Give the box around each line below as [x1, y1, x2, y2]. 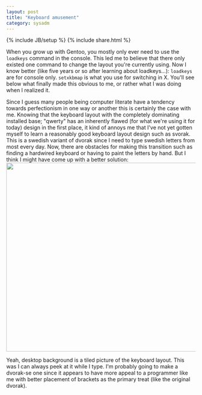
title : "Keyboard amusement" [6, 14, 79, 21]
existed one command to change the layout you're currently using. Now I [6, 61, 186, 68]
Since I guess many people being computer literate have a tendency [6, 98, 175, 106]
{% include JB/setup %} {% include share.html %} [6, 37, 131, 44]
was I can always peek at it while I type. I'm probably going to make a [6, 363, 179, 370]
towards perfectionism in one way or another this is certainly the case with [6, 105, 191, 112]
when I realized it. [6, 87, 50, 94]
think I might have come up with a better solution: [6, 156, 129, 163]
